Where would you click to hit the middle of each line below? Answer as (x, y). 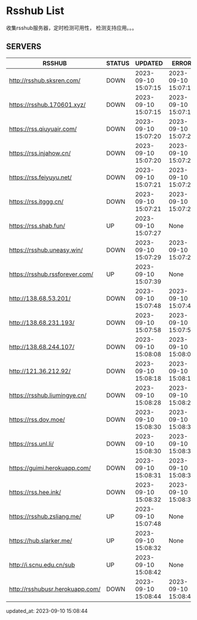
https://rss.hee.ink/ (35, 492)
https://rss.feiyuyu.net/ (40, 177)
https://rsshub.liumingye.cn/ (48, 395)
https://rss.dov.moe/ (37, 419)
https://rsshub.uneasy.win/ (46, 250)
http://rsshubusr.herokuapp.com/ (55, 589)
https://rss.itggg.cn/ (36, 201)
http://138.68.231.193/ (42, 322)
